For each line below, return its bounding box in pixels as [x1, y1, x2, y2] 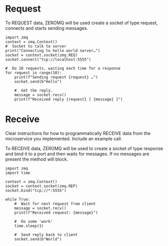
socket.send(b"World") [14, 236, 62, 241]
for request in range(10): [5, 70, 62, 75]
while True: [5, 196, 30, 202]
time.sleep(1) [14, 223, 44, 228]
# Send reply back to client [14, 232, 78, 237]
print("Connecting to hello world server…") [5, 48, 100, 53]
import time [5, 170, 30, 175]
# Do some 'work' [14, 219, 53, 224]
